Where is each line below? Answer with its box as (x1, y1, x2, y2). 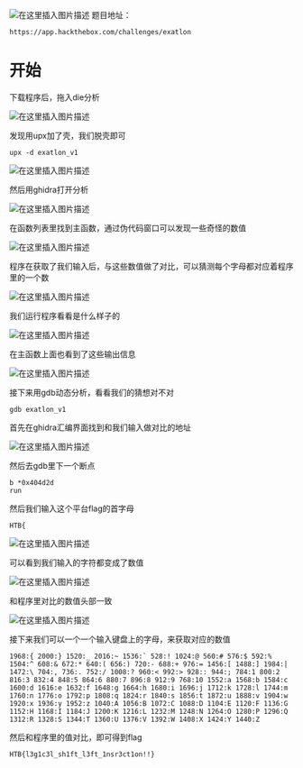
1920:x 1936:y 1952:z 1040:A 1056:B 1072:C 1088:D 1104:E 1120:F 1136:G (9, 699, 289, 708)
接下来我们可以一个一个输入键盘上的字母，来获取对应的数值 (9, 634, 231, 645)
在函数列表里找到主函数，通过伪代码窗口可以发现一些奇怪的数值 (9, 222, 246, 233)
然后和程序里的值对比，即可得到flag (9, 731, 142, 743)
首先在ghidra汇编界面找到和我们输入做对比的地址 (9, 422, 191, 433)
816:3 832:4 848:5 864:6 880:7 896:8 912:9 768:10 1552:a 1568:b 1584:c (9, 675, 289, 684)
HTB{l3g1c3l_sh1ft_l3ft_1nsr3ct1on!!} (9, 749, 155, 759)
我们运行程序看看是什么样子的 (9, 310, 120, 321)
